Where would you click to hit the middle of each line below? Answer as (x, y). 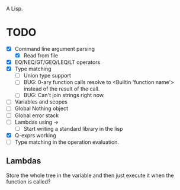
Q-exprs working (35, 135)
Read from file (41, 55)
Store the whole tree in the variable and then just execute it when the (90, 175)
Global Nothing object (41, 108)
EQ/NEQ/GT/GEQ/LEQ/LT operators (57, 62)
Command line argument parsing (55, 49)
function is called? (28, 181)
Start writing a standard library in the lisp (73, 128)
